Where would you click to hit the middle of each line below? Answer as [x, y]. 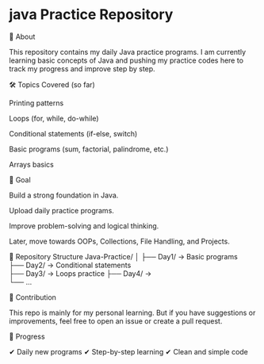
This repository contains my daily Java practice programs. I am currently [128, 52]
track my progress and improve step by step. [82, 68]
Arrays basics [32, 164]
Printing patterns [36, 103]
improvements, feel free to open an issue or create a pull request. [116, 321]
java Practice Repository [91, 15]
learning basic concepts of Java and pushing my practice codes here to [126, 60]
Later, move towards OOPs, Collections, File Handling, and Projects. [120, 241]
